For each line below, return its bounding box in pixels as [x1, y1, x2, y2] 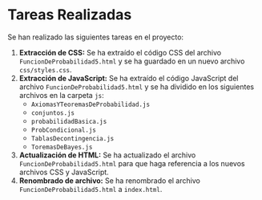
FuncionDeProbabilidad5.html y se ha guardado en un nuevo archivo [18, 56, 245, 66]
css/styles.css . [18, 64, 73, 74]
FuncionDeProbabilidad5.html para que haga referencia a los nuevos [18, 158, 245, 168]
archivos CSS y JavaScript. [18, 167, 109, 177]
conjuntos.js [30, 108, 75, 117]
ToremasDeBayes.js [30, 143, 93, 151]
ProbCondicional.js [30, 126, 97, 134]
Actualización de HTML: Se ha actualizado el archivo [18, 150, 196, 160]
